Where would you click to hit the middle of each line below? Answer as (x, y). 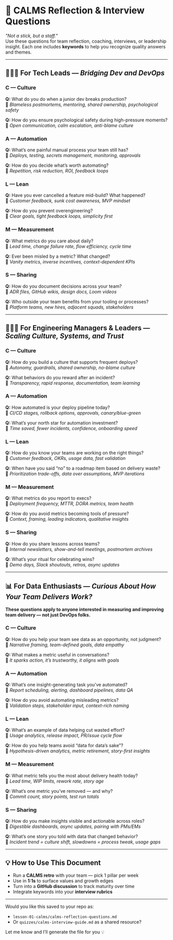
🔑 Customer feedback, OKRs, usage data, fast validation (66, 458)
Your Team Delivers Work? (49, 597)
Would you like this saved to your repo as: (50, 906)
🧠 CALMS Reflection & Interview (75, 11)
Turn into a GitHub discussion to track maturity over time (74, 886)
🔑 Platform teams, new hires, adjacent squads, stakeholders (70, 307)
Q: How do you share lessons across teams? (53, 544)
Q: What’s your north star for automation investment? (62, 423)
